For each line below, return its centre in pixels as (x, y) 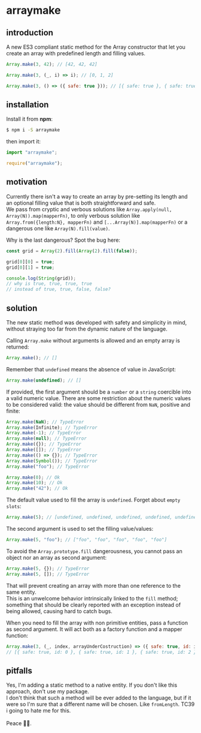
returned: (18, 347)
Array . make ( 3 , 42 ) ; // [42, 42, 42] (52, 64)
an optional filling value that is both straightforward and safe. (81, 203)
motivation (27, 182)
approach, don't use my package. (48, 692)
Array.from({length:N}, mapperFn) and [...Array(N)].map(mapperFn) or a (97, 222)
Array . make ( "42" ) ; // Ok (37, 489)
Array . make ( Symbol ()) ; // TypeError (52, 461)
